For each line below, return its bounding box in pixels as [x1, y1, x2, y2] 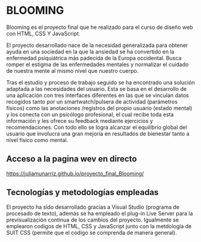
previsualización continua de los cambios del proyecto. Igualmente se [6, 216, 179, 223]
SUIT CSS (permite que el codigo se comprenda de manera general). [6, 229, 178, 236]
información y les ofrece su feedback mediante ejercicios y [6, 117, 153, 124]
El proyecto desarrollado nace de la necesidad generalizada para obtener [6, 42, 188, 49]
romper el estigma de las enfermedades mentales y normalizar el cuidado [6, 61, 189, 68]
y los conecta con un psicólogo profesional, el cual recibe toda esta [6, 111, 174, 118]
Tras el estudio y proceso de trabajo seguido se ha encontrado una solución [6, 79, 196, 86]
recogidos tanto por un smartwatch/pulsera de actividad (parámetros [6, 98, 178, 105]
